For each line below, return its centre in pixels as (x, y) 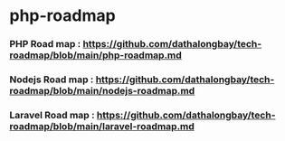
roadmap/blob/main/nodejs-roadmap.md (102, 91)
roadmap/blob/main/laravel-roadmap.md (102, 126)
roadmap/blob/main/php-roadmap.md (96, 55)
